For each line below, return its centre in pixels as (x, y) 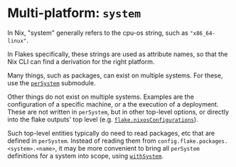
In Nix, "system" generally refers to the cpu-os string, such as (98, 33)
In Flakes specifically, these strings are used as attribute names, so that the (118, 54)
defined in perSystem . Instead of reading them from (82, 141)
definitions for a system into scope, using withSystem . (85, 156)
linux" (17, 41)
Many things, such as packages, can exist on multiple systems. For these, (115, 75)
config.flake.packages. (193, 141)
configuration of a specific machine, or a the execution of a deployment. (113, 104)
